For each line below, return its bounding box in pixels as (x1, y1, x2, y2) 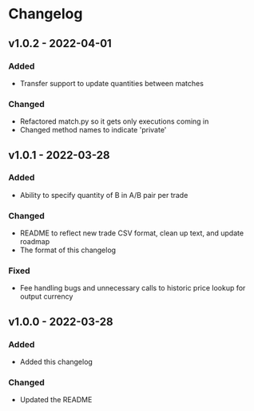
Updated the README (19, 395, 93, 405)
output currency (19, 292, 73, 302)
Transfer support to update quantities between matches (19, 78, 204, 88)
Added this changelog (19, 357, 93, 367)
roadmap (19, 237, 50, 247)
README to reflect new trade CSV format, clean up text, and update (19, 228, 244, 238)
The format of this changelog (19, 245, 117, 255)
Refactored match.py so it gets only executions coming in (19, 117, 209, 126)
